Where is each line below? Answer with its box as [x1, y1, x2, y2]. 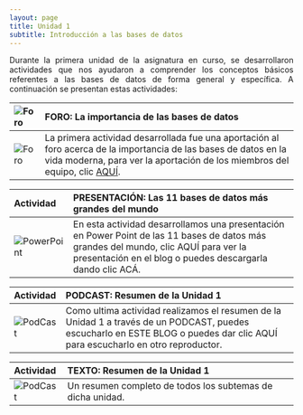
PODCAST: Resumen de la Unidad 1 [65, 289, 222, 302]
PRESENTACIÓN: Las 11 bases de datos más [73, 192, 269, 204]
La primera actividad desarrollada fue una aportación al [44, 132, 280, 145]
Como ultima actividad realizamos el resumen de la [65, 305, 281, 317]
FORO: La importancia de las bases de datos [44, 110, 239, 123]
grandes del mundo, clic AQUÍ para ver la [73, 241, 247, 253]
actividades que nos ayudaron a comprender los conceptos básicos [9, 64, 294, 75]
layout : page [9, 13, 59, 23]
